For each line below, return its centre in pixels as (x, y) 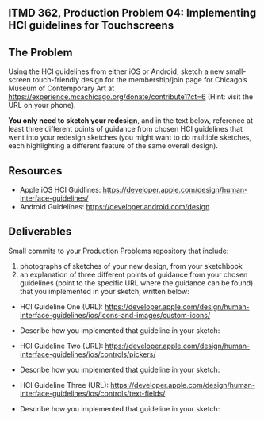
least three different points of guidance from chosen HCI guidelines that (126, 129)
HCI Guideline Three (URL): (64, 385)
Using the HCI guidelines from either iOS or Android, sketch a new (116, 71)
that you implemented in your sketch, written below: (104, 291)
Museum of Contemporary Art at (61, 88)
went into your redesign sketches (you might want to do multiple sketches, (130, 137)
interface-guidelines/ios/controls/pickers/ (88, 354)
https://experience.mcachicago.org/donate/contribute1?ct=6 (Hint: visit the (131, 97)
